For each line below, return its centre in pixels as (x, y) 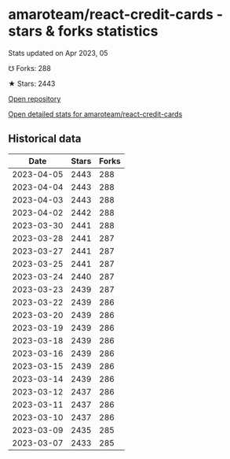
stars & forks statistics (83, 31)
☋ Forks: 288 (29, 68)
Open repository (35, 98)
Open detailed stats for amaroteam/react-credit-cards (95, 114)
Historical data (45, 139)
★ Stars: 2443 (32, 83)
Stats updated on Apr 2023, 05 (58, 53)
